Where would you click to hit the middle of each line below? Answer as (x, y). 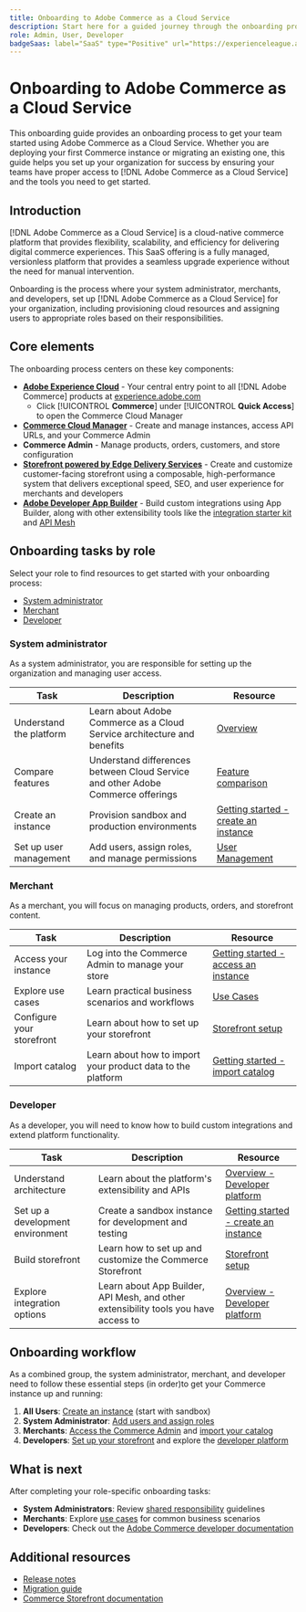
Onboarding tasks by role (83, 551)
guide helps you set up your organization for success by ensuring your (142, 163)
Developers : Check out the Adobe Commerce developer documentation (158, 1528)
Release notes (49, 1579)
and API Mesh (49, 522)
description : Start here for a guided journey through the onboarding (146, 26)
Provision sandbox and (138, 815)
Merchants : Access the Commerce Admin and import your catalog (148, 1431)
